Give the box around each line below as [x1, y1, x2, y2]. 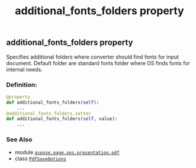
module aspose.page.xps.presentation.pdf [14, 149, 120, 156]
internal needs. [6, 66, 43, 73]
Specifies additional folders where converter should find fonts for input [6, 53, 179, 60]
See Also [6, 135, 33, 144]
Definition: [6, 80, 37, 89]
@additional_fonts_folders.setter [6, 111, 92, 117]
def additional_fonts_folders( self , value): [6, 116, 118, 122]
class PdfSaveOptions [14, 155, 66, 162]
